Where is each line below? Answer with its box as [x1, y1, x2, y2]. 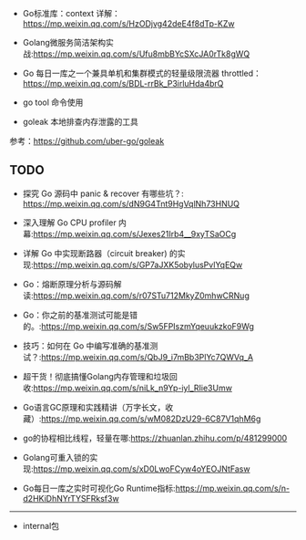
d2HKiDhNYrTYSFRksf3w [22, 493, 120, 504]
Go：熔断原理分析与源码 [22, 278, 114, 289]
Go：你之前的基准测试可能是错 [22, 309, 138, 320]
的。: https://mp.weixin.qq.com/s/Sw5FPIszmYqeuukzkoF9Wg [22, 320, 255, 331]
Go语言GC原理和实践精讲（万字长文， [22, 401, 166, 412]
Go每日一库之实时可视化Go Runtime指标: [22, 483, 176, 493]
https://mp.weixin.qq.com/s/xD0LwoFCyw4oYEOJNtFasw [33, 463, 250, 474]
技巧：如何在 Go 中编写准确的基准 [22, 340, 150, 351]
